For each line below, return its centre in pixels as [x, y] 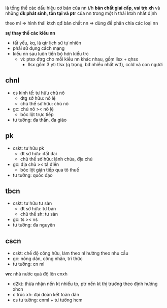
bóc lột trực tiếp [37, 114]
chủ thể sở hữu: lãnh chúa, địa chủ [56, 159]
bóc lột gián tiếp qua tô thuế [50, 170]
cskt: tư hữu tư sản [32, 203]
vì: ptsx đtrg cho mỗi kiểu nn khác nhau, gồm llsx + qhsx [79, 59]
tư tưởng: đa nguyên [34, 225]
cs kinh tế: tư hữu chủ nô [39, 93]
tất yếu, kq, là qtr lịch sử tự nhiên [47, 43]
